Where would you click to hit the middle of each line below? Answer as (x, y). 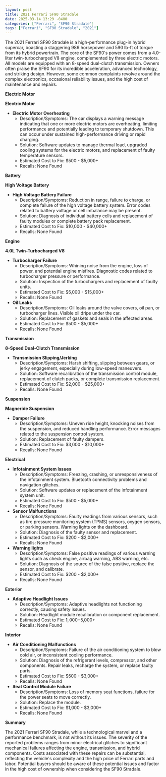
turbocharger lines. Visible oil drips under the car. (70, 313)
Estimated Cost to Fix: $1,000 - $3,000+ (61, 708)
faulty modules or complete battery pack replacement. (75, 221)
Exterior (14, 589)
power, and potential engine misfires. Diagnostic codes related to (86, 271)
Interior (13, 635)
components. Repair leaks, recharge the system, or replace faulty (86, 665)
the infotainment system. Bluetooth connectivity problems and (83, 479)
